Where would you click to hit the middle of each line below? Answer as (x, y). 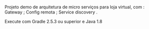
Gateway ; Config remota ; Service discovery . (51, 12)
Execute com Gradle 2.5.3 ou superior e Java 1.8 (53, 22)
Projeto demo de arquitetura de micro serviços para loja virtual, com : (75, 7)
